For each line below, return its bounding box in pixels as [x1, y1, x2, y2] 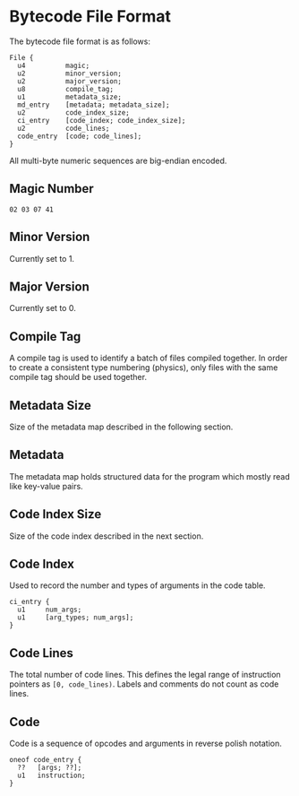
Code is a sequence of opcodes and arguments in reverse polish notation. [9, 738, 282, 749]
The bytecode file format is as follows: [9, 36, 150, 47]
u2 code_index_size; [17, 108, 130, 117]
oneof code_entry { [9, 756, 82, 765]
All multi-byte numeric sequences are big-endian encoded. [9, 155, 227, 166]
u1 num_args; [17, 605, 82, 615]
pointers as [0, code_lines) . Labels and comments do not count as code [9, 679, 279, 689]
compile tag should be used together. [9, 372, 148, 383]
